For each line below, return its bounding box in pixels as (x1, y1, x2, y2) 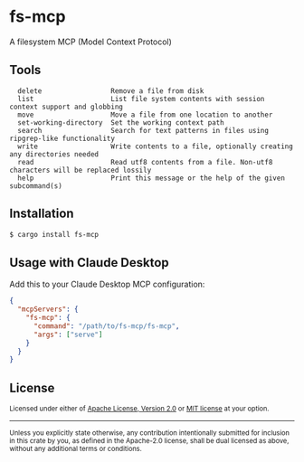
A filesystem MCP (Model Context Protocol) (9, 36, 172, 47)
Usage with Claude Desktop (9, 255, 169, 270)
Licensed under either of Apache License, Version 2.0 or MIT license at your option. (9, 404, 270, 413)
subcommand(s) (9, 181, 63, 191)
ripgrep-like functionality (9, 134, 116, 143)
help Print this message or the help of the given (17, 174, 285, 183)
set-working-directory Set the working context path (17, 118, 224, 127)
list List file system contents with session (17, 94, 265, 103)
